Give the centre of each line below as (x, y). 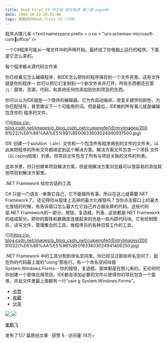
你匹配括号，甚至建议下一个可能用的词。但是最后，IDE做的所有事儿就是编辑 (83, 106)
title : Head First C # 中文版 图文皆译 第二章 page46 (57, 10)
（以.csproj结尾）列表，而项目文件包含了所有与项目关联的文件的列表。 (78, 156)
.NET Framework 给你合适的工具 (38, 183)
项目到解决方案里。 (29, 173)
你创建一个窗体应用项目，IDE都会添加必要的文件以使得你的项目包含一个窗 (81, 275)
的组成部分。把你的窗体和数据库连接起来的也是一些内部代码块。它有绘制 (79, 219)
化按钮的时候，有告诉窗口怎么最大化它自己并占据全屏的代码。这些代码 (77, 206)
